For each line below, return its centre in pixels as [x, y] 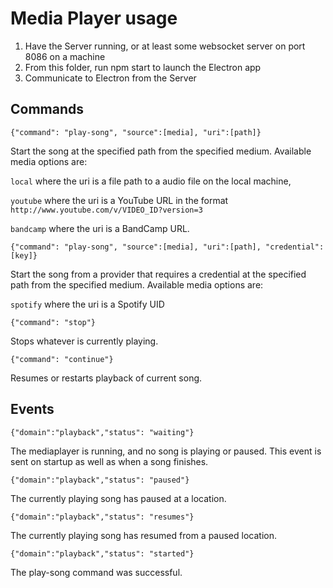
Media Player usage [94, 18]
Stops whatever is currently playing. [84, 341]
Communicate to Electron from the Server [110, 78]
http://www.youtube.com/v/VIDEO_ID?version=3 [106, 210]
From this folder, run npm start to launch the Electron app [143, 67]
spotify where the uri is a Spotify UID [87, 304]
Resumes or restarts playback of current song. [106, 378]
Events [32, 409]
